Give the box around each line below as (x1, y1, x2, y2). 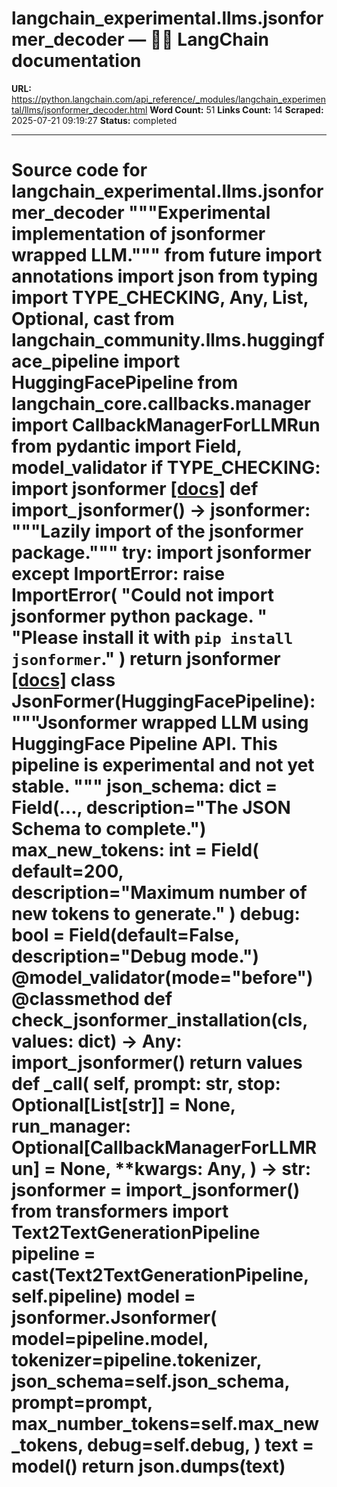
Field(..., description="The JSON (11, 797, 291, 819)
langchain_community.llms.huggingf (11, 329, 325, 352)
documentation (11, 50, 142, 72)
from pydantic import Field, (11, 435, 243, 458)
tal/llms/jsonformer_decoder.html (11, 103, 148, 116)
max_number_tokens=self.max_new (11, 1413, 320, 1436)
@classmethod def (11, 988, 173, 1011)
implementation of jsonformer (11, 223, 266, 246)
